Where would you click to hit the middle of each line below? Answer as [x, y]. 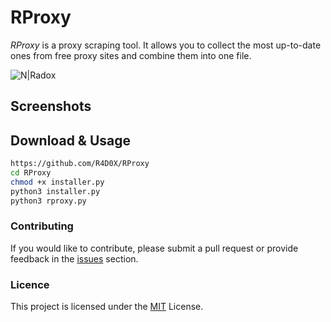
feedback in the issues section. [74, 258]
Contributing [42, 226]
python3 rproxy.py [48, 201]
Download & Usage [71, 140]
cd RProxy [31, 173]
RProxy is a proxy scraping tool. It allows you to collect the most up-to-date [166, 45]
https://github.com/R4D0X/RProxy [80, 164]
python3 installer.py [55, 191]
